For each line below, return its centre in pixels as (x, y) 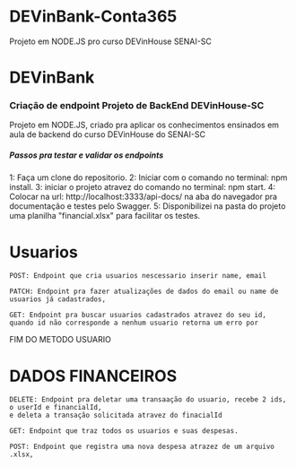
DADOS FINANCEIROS (93, 376)
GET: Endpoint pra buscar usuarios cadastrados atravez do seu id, (138, 316)
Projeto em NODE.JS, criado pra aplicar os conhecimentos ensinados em (144, 125)
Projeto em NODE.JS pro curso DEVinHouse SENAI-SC (111, 41)
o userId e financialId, (56, 408)
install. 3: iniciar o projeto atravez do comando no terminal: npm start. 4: (143, 187)
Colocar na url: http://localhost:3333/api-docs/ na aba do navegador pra (144, 197)
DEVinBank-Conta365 (93, 17)
